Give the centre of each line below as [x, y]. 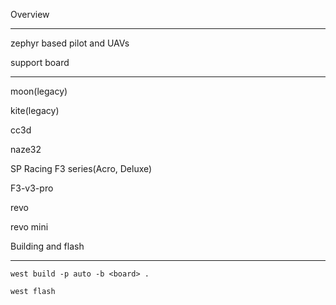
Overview [30, 14]
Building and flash [47, 246]
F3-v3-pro [32, 188]
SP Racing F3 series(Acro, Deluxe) [81, 168]
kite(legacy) [35, 110]
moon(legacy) [39, 91]
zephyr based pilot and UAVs [70, 43]
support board [40, 62]
